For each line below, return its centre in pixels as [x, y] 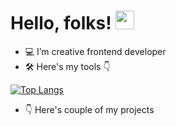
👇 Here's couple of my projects [89, 109]
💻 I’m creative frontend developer [95, 51]
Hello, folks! [61, 23]
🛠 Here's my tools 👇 [67, 66]
